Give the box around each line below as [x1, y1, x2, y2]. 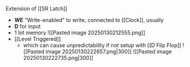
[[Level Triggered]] [14, 36, 61, 42]
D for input [14, 23, 41, 30]
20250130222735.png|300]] [23, 55, 94, 61]
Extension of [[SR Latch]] [5, 5, 68, 12]
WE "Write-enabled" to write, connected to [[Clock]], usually [14, 17, 164, 23]
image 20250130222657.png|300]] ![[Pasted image [45, 48, 172, 55]
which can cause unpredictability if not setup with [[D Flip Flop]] [23, 42, 182, 49]
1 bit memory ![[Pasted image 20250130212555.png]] [14, 29, 146, 36]
